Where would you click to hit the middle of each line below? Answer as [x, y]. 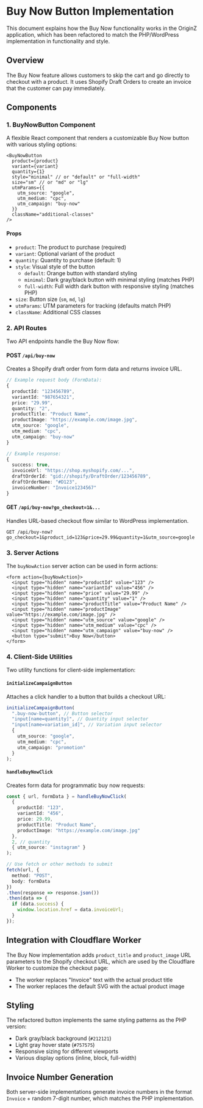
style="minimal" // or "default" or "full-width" [76, 177]
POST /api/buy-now [31, 355]
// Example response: [34, 454]
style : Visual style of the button [55, 267]
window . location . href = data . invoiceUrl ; [70, 910]
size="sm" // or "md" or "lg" [50, 183]
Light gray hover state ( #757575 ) [55, 1045]
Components [31, 107]
